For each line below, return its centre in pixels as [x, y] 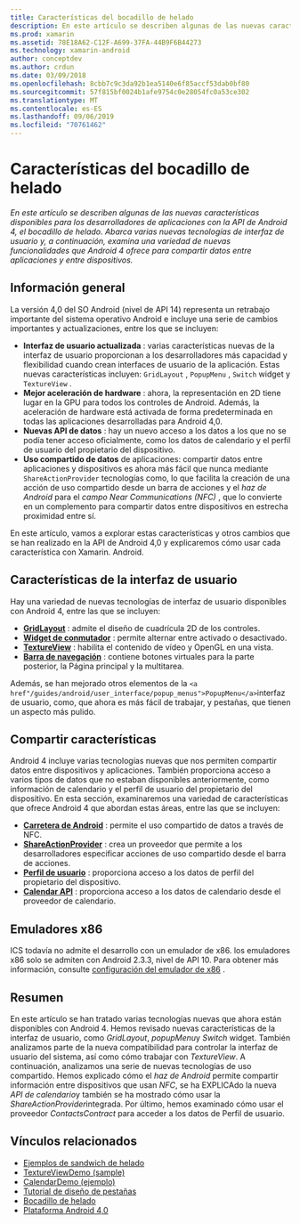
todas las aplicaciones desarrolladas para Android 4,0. [123, 421]
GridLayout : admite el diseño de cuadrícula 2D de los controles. [142, 628]
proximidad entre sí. [60, 515]
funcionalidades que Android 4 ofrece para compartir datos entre [131, 250]
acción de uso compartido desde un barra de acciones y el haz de [145, 487]
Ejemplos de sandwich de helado [84, 1163]
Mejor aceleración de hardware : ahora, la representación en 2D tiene [152, 393]
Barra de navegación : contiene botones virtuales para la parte [138, 656]
